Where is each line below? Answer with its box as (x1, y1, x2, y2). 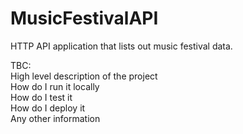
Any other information (10, 112, 101, 124)
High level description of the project (10, 70, 158, 82)
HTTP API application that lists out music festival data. (10, 40, 233, 52)
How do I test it (10, 91, 73, 103)
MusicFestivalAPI (10, 7, 159, 30)
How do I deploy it (10, 102, 86, 114)
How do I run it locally (10, 80, 100, 92)
